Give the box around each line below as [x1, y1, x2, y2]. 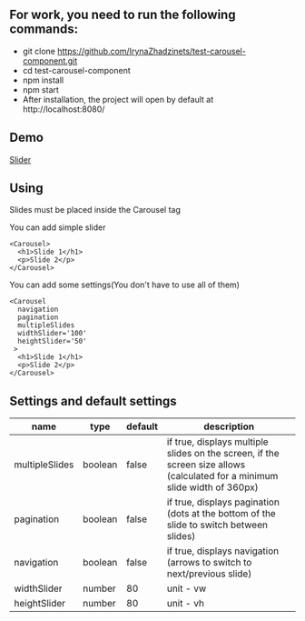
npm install [22, 75, 64, 85]
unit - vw [166, 582, 207, 595]
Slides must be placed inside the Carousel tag [9, 205, 182, 215]
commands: [9, 22, 79, 37]
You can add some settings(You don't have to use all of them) [9, 279, 241, 290]
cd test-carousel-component [22, 65, 132, 75]
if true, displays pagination [166, 496, 280, 508]
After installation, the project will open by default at [22, 94, 214, 105]
